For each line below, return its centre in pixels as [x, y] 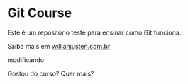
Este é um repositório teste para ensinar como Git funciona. [94, 32]
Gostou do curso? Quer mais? [51, 73]
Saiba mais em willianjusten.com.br [59, 46]
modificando [26, 60]
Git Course [40, 13]
